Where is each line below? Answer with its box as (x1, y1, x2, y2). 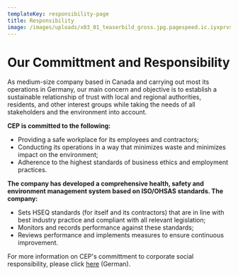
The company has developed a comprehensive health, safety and (7, 179, 204, 188)
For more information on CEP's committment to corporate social (7, 252, 194, 261)
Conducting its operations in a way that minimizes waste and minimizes (17, 143, 227, 151)
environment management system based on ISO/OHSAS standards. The (7, 187, 224, 195)
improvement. (17, 239, 59, 247)
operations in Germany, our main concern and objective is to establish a (7, 85, 217, 94)
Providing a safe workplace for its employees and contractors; (17, 136, 200, 144)
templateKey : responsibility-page (7, 10, 110, 18)
